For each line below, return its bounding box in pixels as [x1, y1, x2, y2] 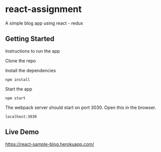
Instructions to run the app [5, 48, 60, 54]
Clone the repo [5, 58, 36, 64]
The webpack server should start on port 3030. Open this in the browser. [5, 104, 156, 110]
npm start [5, 95, 26, 101]
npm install [5, 77, 30, 82]
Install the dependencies [5, 67, 56, 73]
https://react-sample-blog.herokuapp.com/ [5, 141, 94, 147]
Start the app [5, 86, 33, 92]
